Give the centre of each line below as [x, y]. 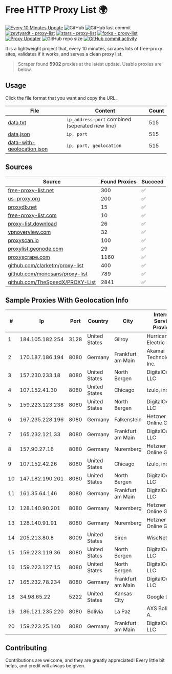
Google [155, 597]
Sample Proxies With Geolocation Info [67, 300]
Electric [156, 343]
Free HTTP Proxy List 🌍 [57, 10]
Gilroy [122, 340]
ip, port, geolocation [94, 145]
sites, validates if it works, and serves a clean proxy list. [64, 54]
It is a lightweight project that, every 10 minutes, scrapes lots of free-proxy [84, 48]
